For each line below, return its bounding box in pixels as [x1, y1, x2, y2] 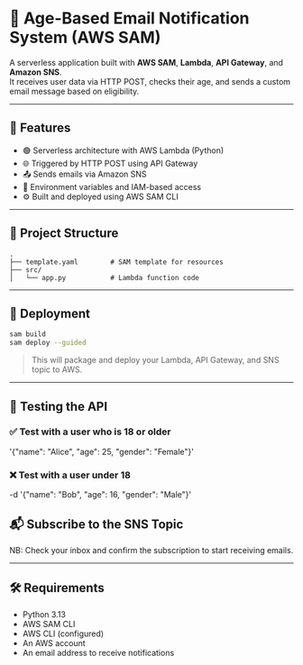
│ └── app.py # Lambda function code [9, 273, 200, 282]
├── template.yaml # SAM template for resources [9, 257, 224, 267]
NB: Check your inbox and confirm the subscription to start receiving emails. [9, 544, 294, 555]
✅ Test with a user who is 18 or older [9, 425, 171, 438]
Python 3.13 [22, 608, 66, 620]
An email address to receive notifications [22, 647, 175, 658]
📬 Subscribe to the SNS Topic [9, 516, 184, 532]
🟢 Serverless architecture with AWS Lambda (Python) [22, 144, 225, 156]
